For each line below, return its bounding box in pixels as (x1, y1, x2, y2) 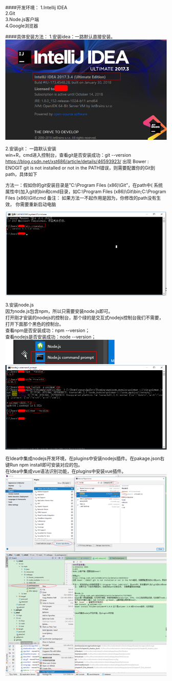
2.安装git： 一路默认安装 (5, 145, 57, 152)
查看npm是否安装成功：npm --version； (5, 327, 90, 334)
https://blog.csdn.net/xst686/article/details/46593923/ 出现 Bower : (5, 158, 149, 164)
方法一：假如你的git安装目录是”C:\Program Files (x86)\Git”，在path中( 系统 (5, 182, 163, 188)
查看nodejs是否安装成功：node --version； (5, 334, 96, 340)
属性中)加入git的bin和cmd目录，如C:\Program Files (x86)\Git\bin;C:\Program (5, 188, 166, 195)
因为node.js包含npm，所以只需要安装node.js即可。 (5, 308, 113, 314)
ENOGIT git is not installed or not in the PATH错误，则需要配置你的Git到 (5, 164, 155, 171)
